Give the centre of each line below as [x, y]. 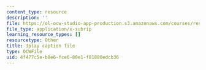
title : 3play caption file [41, 46]
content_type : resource [37, 12]
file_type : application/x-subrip [49, 29]
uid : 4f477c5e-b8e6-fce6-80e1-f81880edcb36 [63, 57]
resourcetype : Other [33, 40]
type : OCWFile [25, 52]
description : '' [27, 18]
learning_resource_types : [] [44, 35]
